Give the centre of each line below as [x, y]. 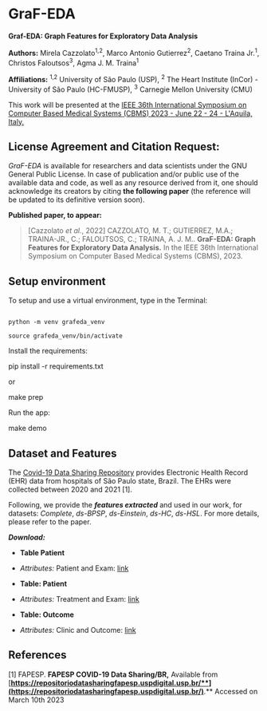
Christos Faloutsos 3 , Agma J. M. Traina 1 [74, 62]
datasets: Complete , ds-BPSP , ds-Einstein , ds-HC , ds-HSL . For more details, [134, 513]
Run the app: [29, 413]
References [37, 655]
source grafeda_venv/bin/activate [66, 336]
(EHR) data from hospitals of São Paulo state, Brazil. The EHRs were [120, 481]
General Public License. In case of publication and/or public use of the [124, 174]
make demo [27, 429]
